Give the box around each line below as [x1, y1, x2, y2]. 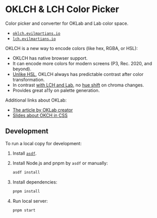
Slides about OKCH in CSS [12, 112, 68, 118]
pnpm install [12, 189, 40, 194]
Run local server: [12, 198, 48, 204]
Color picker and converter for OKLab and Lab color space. [5, 20, 129, 26]
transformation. [12, 76, 45, 82]
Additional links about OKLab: [5, 97, 67, 103]
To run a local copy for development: [5, 140, 82, 146]
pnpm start [12, 207, 36, 213]
